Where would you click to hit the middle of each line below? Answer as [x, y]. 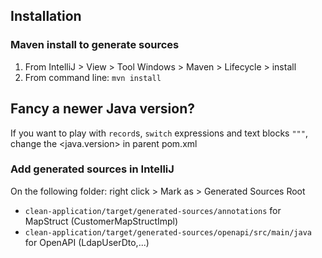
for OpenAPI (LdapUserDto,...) [87, 242]
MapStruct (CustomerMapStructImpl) [101, 221]
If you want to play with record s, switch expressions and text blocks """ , [159, 133]
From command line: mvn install [93, 77]
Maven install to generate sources [95, 45]
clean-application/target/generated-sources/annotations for [153, 210]
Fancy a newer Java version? [102, 109]
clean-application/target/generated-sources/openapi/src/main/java [168, 232]
